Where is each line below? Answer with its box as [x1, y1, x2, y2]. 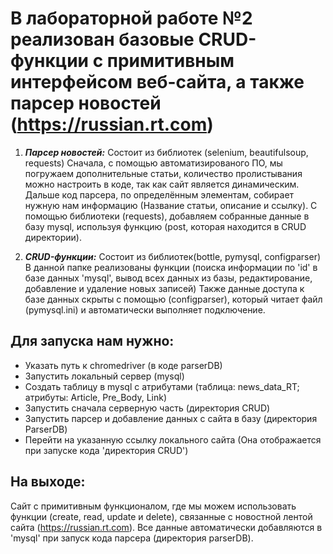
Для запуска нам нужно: [10, 333, 175, 350]
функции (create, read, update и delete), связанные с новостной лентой [10, 510, 313, 522]
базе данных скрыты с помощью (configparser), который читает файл [24, 293, 323, 305]
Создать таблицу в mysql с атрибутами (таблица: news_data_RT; [24, 380, 300, 392]
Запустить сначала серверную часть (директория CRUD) [24, 402, 271, 414]
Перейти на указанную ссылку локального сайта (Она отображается [24, 433, 322, 446]
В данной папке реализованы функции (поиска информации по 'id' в [24, 261, 318, 273]
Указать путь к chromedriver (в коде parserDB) [24, 359, 223, 371]
